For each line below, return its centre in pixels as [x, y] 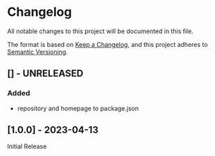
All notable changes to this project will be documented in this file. [101, 31]
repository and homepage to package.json [78, 108]
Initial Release [27, 146]
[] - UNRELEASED [45, 74]
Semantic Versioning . [37, 52]
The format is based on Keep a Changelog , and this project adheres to [108, 44]
